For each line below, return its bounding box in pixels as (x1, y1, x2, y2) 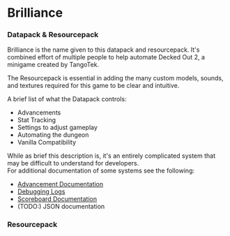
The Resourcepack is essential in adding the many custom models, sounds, (7, 74, 224, 82)
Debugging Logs (17, 187, 66, 196)
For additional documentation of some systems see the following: (7, 166, 195, 175)
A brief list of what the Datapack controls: (7, 95, 127, 103)
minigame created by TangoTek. (7, 61, 100, 69)
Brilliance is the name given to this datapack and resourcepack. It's (7, 45, 200, 54)
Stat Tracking (17, 116, 56, 124)
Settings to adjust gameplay (17, 124, 98, 132)
